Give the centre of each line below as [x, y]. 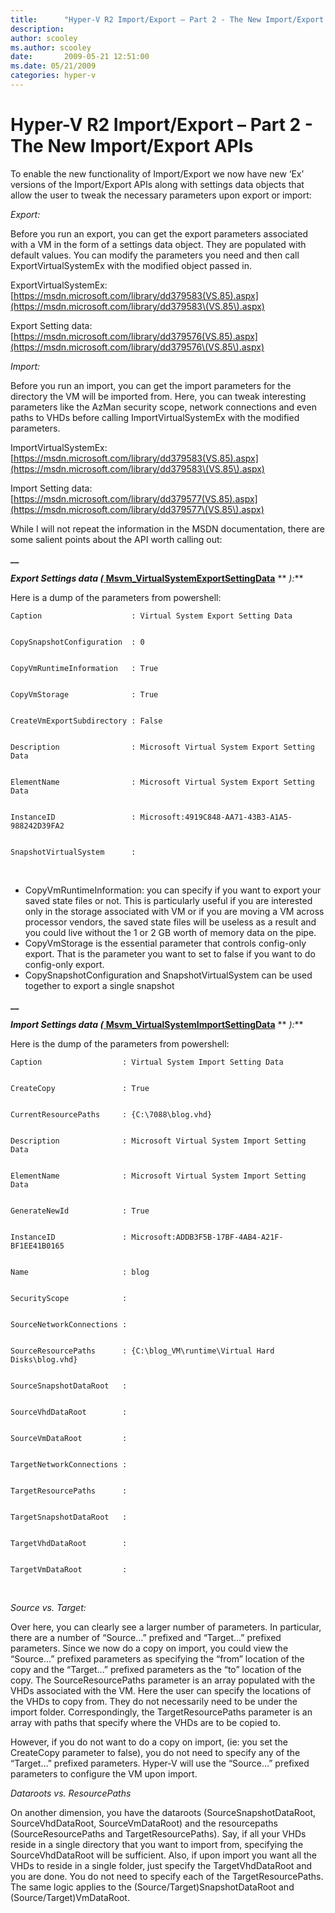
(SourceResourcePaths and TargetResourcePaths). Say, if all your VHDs [158, 1833]
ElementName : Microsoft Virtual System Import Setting [158, 1176]
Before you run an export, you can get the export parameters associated [159, 233]
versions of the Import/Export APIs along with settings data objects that [157, 184]
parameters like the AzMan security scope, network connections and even [163, 407]
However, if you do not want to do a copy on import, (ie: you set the [149, 1742]
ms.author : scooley [51, 47]
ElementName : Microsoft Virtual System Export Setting [162, 782]
